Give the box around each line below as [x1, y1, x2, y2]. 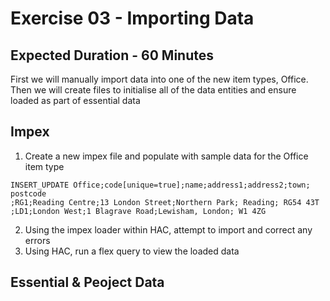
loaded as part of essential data [10, 95, 141, 106]
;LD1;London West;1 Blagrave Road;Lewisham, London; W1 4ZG [10, 206, 267, 216]
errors [24, 234, 51, 246]
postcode [10, 188, 47, 199]
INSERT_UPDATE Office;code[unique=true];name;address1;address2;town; [10, 180, 311, 190]
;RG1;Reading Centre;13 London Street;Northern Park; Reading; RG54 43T [10, 197, 320, 207]
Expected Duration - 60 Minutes [10, 47, 214, 64]
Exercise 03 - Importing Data [10, 7, 255, 30]
